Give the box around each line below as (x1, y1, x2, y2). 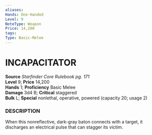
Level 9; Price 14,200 (5, 79, 50, 85)
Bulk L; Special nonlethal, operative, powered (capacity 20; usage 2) (5, 95, 148, 101)
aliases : (5, 7, 24, 13)
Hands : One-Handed (5, 12, 44, 17)
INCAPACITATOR (5, 57, 77, 68)
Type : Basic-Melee (5, 36, 44, 41)
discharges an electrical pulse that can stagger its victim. (5, 124, 123, 130)
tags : (5, 31, 17, 36)
